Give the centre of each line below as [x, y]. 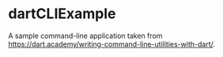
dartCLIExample [62, 14]
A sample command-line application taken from [85, 36]
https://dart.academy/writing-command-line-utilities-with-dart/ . [112, 44]
